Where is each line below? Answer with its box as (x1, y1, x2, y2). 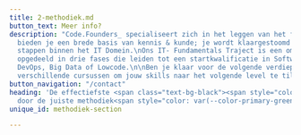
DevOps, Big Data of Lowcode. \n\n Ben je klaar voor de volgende (17, 63, 262, 72)
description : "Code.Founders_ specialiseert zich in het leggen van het (9, 30, 287, 38)
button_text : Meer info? (9, 21, 102, 30)
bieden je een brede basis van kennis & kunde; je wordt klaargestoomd (17, 38, 291, 47)
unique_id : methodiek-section (9, 105, 123, 114)
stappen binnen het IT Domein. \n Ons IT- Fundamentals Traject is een (17, 46, 282, 55)
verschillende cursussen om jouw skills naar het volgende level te (17, 72, 279, 80)
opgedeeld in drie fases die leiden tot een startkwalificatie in (17, 55, 271, 63)
